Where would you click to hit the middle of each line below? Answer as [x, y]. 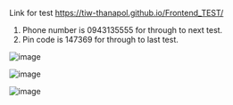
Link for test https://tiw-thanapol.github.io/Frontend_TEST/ [116, 13]
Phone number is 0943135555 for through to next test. [122, 30]
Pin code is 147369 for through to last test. [100, 40]
